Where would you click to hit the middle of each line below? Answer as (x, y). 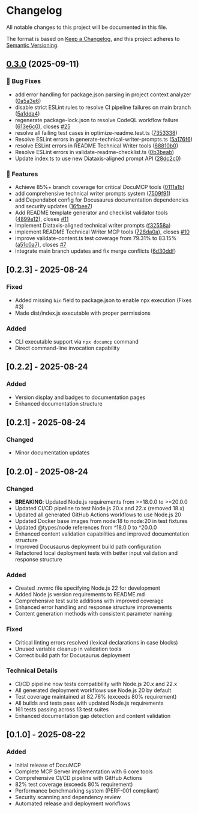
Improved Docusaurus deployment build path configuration (88, 546)
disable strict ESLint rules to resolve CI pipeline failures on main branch (103, 107)
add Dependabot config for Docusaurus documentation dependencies (102, 200)
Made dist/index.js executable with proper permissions (83, 313)
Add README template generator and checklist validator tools (91, 212)
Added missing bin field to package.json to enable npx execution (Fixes (103, 300)
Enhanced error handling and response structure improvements (93, 607)
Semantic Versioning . (32, 45)
